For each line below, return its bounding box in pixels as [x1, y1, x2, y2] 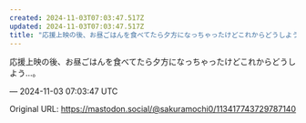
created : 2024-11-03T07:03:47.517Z [9, 13, 145, 23]
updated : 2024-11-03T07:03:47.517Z [9, 22, 145, 31]
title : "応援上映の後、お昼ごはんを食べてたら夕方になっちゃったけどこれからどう [9, 30, 280, 39]
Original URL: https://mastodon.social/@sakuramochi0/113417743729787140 [9, 104, 297, 115]
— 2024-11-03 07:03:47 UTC [9, 86, 118, 97]
